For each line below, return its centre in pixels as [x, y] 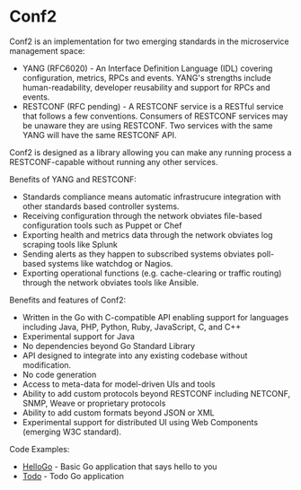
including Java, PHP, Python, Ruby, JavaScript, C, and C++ [131, 327]
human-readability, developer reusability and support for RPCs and [146, 87]
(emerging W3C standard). [72, 432]
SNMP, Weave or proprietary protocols [94, 403]
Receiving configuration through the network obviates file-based [142, 215]
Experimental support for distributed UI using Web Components [140, 422]
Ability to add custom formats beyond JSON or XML [118, 412]
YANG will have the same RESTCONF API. [99, 135]
